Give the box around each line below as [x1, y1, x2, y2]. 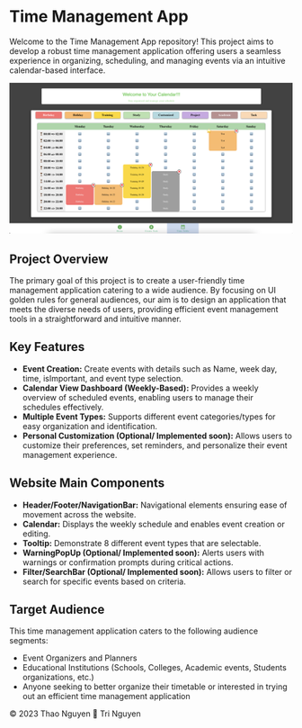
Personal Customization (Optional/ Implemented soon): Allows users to [22, 430, 292, 441]
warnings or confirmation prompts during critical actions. [22, 556, 234, 568]
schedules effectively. [22, 401, 104, 412]
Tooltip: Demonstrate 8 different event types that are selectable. [22, 537, 262, 548]
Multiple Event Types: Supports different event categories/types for [22, 411, 276, 422]
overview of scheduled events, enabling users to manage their [22, 391, 253, 402]
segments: [9, 635, 49, 646]
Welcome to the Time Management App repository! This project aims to [9, 36, 274, 47]
